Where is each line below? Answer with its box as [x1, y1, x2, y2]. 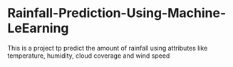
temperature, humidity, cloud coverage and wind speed [7, 51, 170, 60]
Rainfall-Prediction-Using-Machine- [7, 5, 227, 21]
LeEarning [7, 20, 69, 36]
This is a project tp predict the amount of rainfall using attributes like [7, 43, 208, 52]
